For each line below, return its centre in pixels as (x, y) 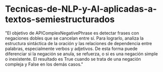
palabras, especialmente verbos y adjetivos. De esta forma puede (71, 48)
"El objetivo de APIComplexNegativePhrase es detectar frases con (72, 33)
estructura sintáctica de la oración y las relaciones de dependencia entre (79, 43)
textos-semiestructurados (60, 19)
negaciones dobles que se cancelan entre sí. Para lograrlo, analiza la (74, 38)
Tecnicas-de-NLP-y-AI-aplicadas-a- (81, 9)
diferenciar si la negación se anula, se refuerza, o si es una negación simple (81, 54)
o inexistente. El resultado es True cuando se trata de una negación (73, 59)
